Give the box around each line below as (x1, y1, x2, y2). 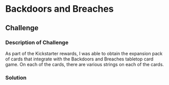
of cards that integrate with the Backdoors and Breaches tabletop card (5, 56, 154, 62)
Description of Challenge (5, 39, 69, 46)
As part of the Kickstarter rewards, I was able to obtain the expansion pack (5, 50, 163, 56)
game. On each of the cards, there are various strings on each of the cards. (5, 61, 164, 67)
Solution (5, 74, 27, 81)
